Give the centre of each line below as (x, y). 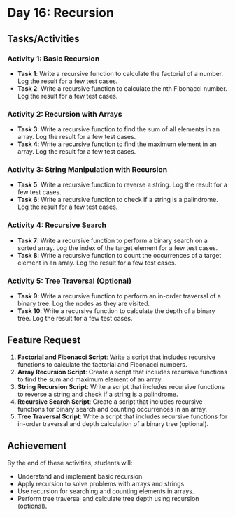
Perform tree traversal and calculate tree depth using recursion (108, 498)
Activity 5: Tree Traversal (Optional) (69, 281)
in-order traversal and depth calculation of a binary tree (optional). (113, 423)
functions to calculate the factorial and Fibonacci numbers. (102, 364)
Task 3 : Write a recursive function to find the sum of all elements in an (119, 129)
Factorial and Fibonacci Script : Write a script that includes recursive (116, 357)
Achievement (37, 446)
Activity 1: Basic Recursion (54, 59)
